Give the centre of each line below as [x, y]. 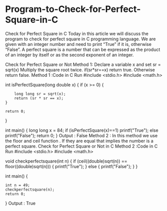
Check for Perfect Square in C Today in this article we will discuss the [77, 33]
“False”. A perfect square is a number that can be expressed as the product [83, 49]
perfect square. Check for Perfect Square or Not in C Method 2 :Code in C [81, 146]
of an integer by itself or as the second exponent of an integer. [69, 55]
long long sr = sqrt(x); [40, 94]
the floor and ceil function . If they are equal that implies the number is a [79, 141]
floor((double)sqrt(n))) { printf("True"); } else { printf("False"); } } [71, 166]
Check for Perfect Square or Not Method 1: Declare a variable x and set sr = [83, 64]
